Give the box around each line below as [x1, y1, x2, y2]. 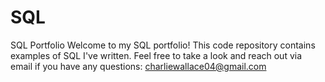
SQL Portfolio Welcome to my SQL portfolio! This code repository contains [10, 39, 316, 51]
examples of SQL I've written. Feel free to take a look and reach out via [10, 49, 303, 61]
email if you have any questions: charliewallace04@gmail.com [10, 60, 267, 72]
